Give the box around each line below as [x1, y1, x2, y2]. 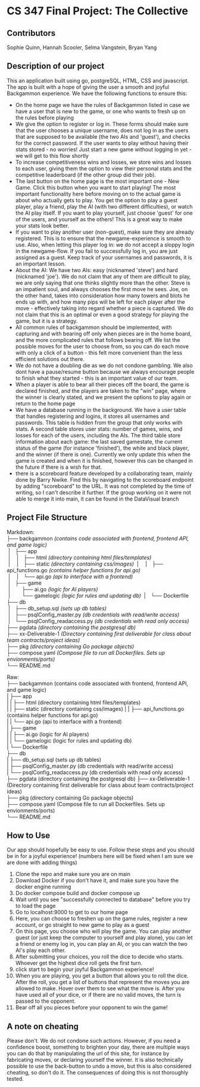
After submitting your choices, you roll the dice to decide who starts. [15, 953, 184, 960]
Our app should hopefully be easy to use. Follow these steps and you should [7, 846, 195, 853]
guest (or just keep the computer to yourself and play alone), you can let [15, 934, 193, 941]
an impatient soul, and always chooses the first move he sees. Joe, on [15, 285, 188, 292]
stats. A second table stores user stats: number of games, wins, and [15, 425, 183, 432]
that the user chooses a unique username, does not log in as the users [15, 127, 189, 134]
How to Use [7, 830, 51, 841]
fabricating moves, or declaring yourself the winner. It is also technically [7, 1057, 183, 1064]
